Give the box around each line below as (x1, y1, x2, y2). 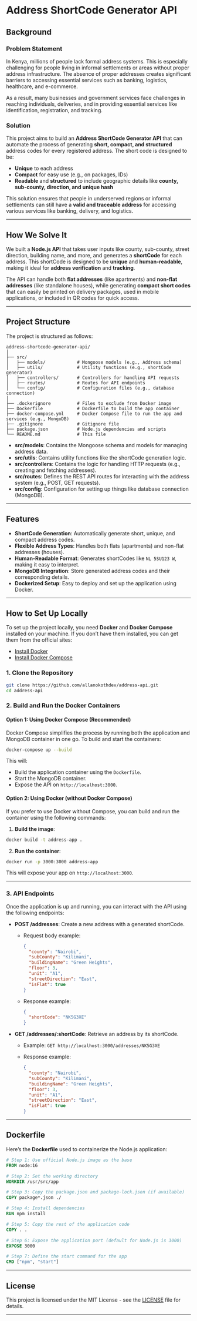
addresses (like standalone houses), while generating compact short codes (6, 281, 191, 289)
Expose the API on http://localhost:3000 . (14, 781, 117, 788)
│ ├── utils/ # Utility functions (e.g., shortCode (6, 364, 172, 370)
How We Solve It (6, 230, 67, 240)
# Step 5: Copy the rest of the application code (6, 1221, 130, 1227)
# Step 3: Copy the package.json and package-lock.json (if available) (6, 1189, 185, 1195)
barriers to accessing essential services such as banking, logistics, (6, 76, 168, 83)
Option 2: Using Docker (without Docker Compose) (6, 794, 133, 802)
